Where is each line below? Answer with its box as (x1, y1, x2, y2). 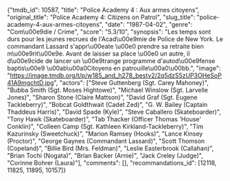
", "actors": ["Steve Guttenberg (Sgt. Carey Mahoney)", (54, 79, 209, 86)
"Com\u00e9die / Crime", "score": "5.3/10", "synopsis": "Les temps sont (7, 27, 211, 36)
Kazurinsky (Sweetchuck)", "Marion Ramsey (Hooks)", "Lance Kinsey (7, 130, 203, 138)
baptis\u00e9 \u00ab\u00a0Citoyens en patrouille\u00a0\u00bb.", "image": (7, 64, 221, 72)
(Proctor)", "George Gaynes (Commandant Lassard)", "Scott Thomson (7, 137, 205, 145)
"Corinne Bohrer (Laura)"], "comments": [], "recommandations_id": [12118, (7, 159, 217, 167)
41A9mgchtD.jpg (7, 79, 54, 86)
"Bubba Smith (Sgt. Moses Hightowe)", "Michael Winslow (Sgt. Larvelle (7, 86, 208, 94)
